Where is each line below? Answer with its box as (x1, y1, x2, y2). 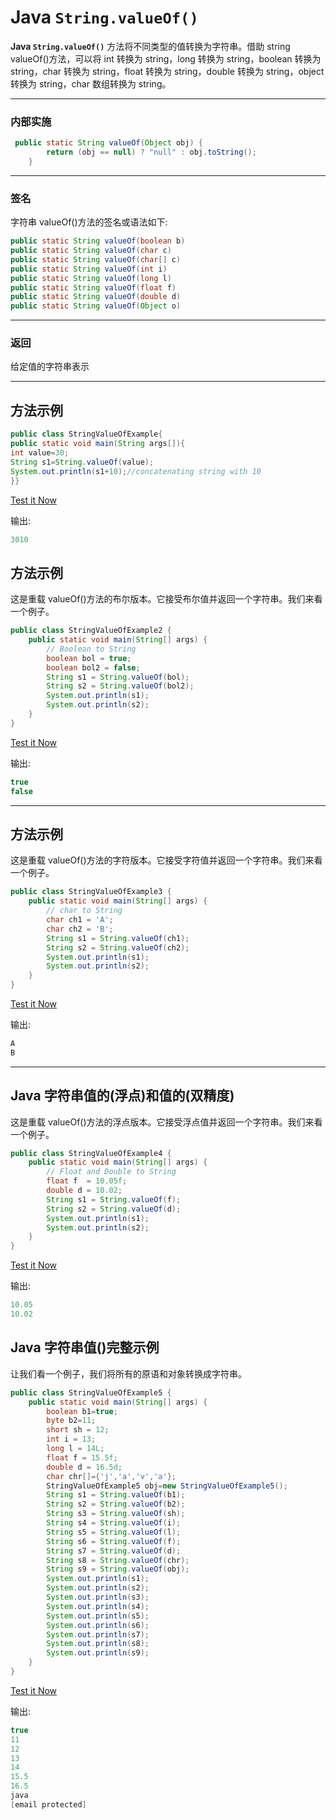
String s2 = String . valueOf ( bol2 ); (46, 681, 195, 691)
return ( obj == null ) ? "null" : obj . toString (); (46, 147, 257, 158)
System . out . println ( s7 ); (46, 1629, 150, 1640)
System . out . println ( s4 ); (46, 1601, 150, 1611)
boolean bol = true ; (46, 653, 132, 663)
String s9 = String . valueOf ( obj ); (46, 1564, 190, 1575)
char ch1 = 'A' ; (46, 915, 114, 925)
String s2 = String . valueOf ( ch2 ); (46, 942, 190, 953)
